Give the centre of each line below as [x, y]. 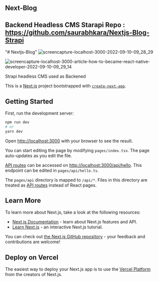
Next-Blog [21, 8]
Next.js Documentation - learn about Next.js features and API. [75, 222]
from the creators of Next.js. [34, 275]
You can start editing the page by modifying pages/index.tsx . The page [77, 150]
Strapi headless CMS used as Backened [45, 76]
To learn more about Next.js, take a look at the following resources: [73, 212]
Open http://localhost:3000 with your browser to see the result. [69, 141]
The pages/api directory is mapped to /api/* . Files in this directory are [76, 180]
